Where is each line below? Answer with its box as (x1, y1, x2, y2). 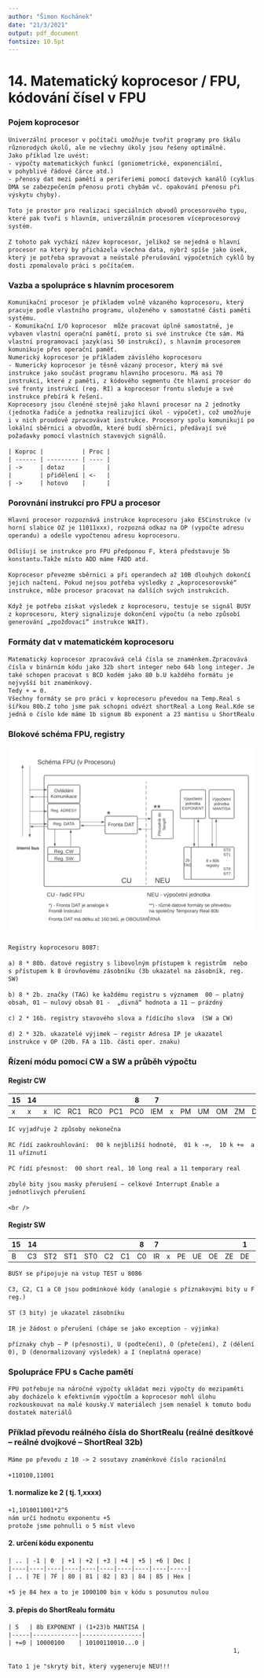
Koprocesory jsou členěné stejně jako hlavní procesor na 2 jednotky (8, 401, 241, 409)
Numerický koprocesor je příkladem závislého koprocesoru (8, 354, 202, 361)
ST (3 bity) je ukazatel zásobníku (8, 1309, 125, 1317)
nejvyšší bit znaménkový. (8, 679, 93, 687)
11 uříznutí (8, 1149, 47, 1156)
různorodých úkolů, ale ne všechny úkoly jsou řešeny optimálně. (8, 144, 226, 152)
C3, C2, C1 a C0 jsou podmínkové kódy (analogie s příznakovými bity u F (8, 1285, 255, 1294)
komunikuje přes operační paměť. (8, 346, 118, 354)
